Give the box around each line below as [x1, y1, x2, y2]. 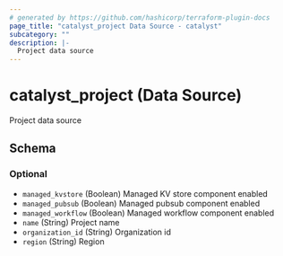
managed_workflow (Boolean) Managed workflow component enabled [21, 207, 275, 218]
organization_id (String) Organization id [21, 226, 172, 237]
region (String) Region [21, 235, 105, 247]
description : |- [9, 38, 70, 48]
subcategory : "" [9, 30, 70, 39]
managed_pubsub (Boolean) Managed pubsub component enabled [21, 198, 261, 208]
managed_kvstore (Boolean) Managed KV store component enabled [21, 188, 269, 199]
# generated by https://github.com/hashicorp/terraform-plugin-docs [9, 13, 270, 22]
